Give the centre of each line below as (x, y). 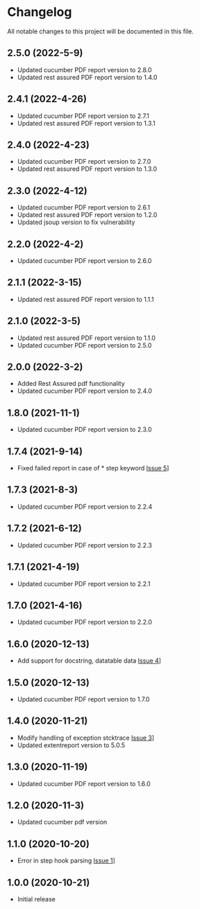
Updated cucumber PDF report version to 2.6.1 (84, 207)
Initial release (36, 899)
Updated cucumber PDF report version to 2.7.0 (84, 162)
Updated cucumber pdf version (62, 822)
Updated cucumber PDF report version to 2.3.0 (84, 430)
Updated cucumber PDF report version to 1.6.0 (84, 783)
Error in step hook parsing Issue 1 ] (66, 860)
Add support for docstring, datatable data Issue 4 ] (89, 661)
